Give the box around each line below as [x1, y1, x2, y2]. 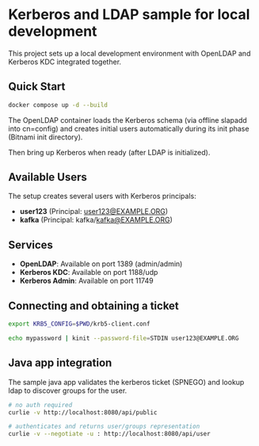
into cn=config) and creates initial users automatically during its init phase [8, 124, 249, 133]
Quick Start [8, 80, 66, 93]
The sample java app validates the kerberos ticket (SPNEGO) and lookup [8, 377, 245, 387]
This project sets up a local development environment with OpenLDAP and [8, 48, 251, 58]
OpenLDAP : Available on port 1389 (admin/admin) [19, 259, 183, 269]
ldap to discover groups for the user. [8, 386, 128, 395]
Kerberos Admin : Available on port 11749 [19, 276, 154, 286]
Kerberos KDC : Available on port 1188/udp [19, 268, 158, 277]
